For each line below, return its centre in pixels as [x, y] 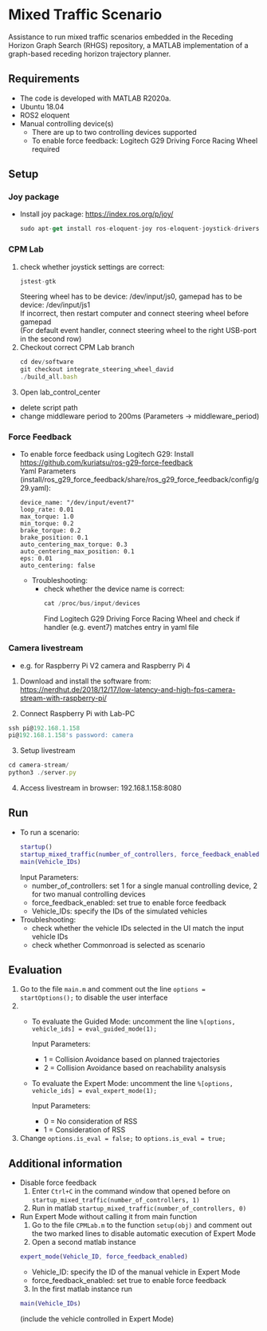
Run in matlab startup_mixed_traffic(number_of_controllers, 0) [139, 1208]
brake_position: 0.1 [54, 538]
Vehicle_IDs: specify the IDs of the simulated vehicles [120, 911]
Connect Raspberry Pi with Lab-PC [77, 713]
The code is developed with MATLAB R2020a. [95, 98]
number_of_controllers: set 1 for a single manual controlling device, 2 [144, 885]
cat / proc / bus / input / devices [92, 604]
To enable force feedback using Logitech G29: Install [106, 454]
